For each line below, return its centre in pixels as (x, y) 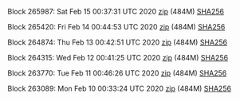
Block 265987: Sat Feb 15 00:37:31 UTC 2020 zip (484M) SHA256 (116, 12)
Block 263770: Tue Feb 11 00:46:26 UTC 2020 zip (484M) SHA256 (117, 73)
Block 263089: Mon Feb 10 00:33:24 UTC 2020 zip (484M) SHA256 (120, 88)
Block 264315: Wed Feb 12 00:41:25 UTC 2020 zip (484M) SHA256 (118, 58)
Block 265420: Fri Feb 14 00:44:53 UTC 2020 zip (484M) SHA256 (116, 27)
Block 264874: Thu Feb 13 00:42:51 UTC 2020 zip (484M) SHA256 (118, 42)
